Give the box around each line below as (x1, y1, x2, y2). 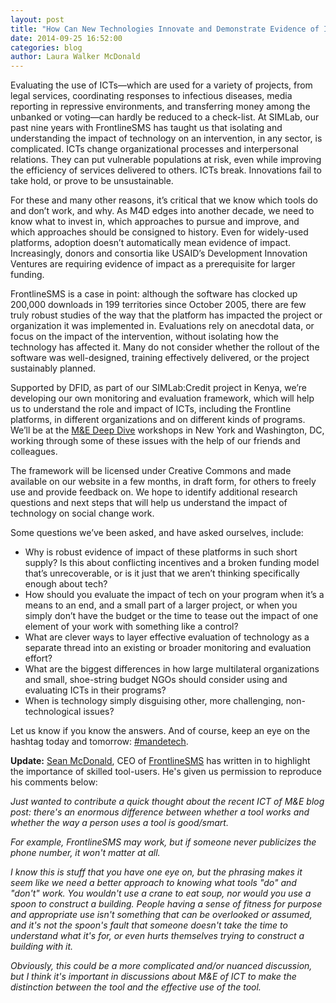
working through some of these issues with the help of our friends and (10, 435, 301, 447)
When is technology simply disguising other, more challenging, (24, 695, 284, 707)
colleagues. (10, 446, 58, 458)
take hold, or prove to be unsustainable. (10, 175, 174, 187)
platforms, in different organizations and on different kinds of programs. (10, 414, 306, 426)
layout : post (10, 14, 65, 25)
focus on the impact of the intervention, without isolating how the (10, 331, 279, 343)
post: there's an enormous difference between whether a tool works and (10, 806, 310, 818)
